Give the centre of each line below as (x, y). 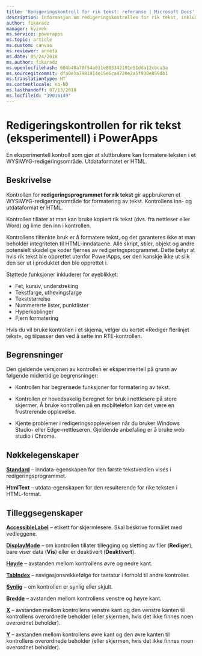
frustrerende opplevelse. (45, 412)
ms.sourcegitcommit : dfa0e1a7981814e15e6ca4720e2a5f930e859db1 (87, 73)
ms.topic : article (29, 40)
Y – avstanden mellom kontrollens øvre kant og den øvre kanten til (88, 634)
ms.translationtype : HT (36, 79)
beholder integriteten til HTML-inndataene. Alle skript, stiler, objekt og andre (100, 244)
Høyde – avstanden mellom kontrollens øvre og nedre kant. (79, 563)
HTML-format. (24, 494)
